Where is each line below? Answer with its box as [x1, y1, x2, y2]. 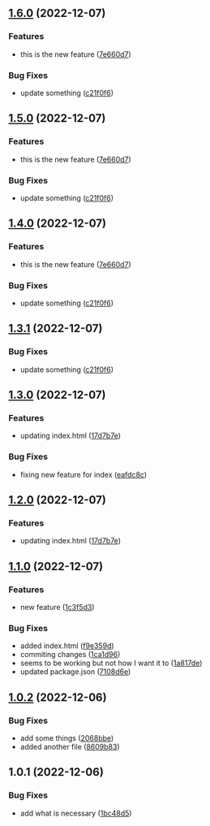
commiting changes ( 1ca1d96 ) [19, 650, 121, 660]
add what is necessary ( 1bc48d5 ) [19, 808, 132, 818]
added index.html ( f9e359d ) [19, 641, 115, 651]
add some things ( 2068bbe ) [19, 733, 114, 742]
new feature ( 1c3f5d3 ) [19, 603, 95, 612]
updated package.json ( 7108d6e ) [19, 667, 131, 677]
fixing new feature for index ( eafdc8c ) [19, 469, 148, 479]
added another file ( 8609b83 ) [19, 742, 120, 751]
